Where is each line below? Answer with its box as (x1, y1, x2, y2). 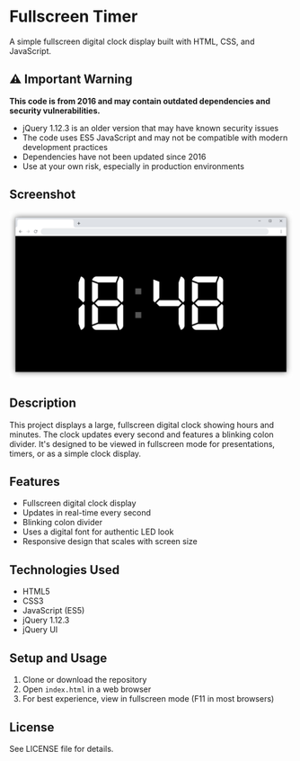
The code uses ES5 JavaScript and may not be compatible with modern (22, 132, 288, 143)
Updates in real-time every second (22, 507, 151, 518)
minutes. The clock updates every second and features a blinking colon (9, 429, 274, 440)
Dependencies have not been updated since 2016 (22, 151, 207, 162)
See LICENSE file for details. (9, 743, 114, 754)
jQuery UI (22, 624, 58, 635)
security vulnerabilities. (9, 105, 101, 116)
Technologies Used (9, 562, 119, 577)
